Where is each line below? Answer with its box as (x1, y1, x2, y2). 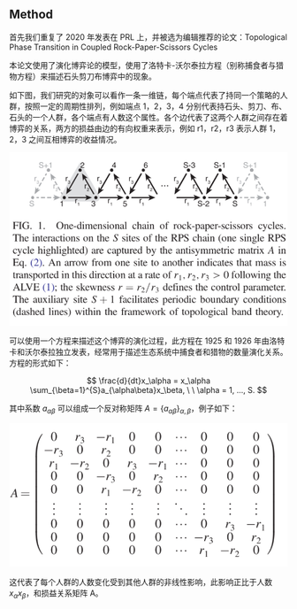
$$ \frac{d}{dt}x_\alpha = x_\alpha (87, 375, 210, 386)
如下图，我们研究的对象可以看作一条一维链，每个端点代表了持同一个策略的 (9, 89, 280, 100)
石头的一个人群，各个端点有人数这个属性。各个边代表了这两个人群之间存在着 (9, 112, 288, 122)
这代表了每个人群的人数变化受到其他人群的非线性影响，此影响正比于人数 (9, 576, 272, 587)
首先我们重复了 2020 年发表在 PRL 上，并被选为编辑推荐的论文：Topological (9, 31, 287, 42)
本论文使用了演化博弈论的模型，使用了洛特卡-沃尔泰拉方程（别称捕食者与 (9, 59, 277, 70)
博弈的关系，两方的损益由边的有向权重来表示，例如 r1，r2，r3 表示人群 (9, 123, 268, 134)
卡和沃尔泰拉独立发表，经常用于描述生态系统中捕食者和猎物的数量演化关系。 (9, 346, 288, 357)
